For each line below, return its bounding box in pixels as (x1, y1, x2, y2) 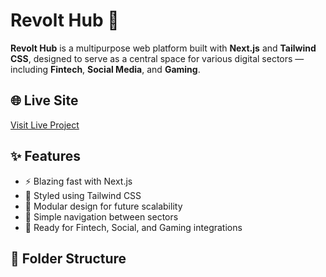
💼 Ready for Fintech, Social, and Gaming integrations (24, 221, 243, 233)
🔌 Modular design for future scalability (24, 200, 183, 212)
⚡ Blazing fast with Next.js (24, 175, 133, 187)
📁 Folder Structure (10, 250, 127, 267)
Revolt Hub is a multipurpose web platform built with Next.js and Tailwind (10, 42, 317, 54)
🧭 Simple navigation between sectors (24, 210, 179, 223)
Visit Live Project (10, 119, 80, 131)
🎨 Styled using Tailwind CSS (24, 189, 142, 201)
